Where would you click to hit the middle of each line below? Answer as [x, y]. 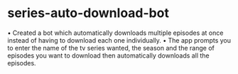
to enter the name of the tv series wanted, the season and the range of [111, 48]
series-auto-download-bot [88, 13]
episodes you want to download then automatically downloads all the [108, 55]
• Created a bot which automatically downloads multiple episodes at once [115, 33]
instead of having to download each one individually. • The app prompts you [119, 40]
